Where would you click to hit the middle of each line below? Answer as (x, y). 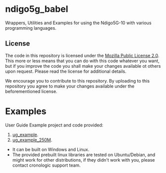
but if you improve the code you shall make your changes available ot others (83, 66)
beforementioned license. (31, 91)
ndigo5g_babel (37, 9)
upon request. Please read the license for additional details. (66, 71)
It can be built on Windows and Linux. (51, 149)
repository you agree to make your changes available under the (70, 86)
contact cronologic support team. (46, 165)
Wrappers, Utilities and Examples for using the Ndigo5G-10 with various (78, 23)
